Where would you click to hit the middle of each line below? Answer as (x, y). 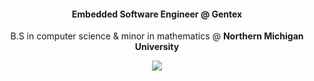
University (157, 47)
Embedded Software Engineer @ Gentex (157, 14)
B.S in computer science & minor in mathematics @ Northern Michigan (157, 36)
